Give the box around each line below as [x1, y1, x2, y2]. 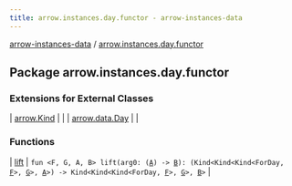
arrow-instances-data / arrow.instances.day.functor [9, 38, 203, 49]
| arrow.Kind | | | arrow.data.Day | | [9, 113, 139, 124]
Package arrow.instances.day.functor [9, 65, 230, 80]
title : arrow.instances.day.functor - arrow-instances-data [9, 13, 244, 23]
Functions [9, 136, 55, 149]
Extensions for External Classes [9, 92, 154, 105]
